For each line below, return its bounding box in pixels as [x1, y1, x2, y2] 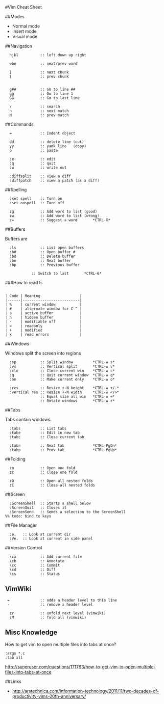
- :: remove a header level [7, 602, 93, 607]
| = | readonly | [5, 324, 82, 328]
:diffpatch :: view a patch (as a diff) [9, 178, 99, 183]
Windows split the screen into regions [5, 351, 81, 356]
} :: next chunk [9, 70, 69, 75]
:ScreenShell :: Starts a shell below [9, 501, 91, 506]
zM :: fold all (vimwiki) [9, 615, 87, 620]
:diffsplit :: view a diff [9, 174, 71, 179]
